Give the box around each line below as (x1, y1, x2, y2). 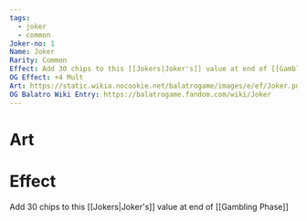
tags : (9, 13, 30, 23)
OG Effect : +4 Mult (9, 73, 84, 82)
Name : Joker (9, 47, 55, 57)
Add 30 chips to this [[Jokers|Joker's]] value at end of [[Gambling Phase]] (9, 201, 290, 212)
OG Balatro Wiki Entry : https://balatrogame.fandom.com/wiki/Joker (9, 89, 272, 99)
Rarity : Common (9, 56, 68, 65)
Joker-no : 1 (9, 38, 55, 48)
